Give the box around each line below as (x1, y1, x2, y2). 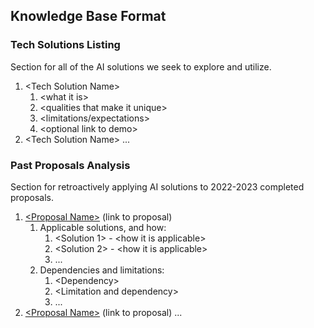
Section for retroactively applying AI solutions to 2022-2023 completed (10, 180, 305, 193)
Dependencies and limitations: (39, 264, 165, 276)
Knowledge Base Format (10, 8, 167, 25)
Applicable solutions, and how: (39, 221, 167, 233)
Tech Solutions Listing (10, 38, 121, 52)
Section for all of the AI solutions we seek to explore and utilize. (10, 60, 272, 73)
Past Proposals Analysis (10, 158, 131, 172)
